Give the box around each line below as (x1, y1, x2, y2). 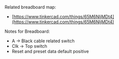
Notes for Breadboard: (4, 29, 50, 34)
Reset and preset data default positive (11, 49, 89, 54)
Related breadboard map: (4, 4, 56, 10)
